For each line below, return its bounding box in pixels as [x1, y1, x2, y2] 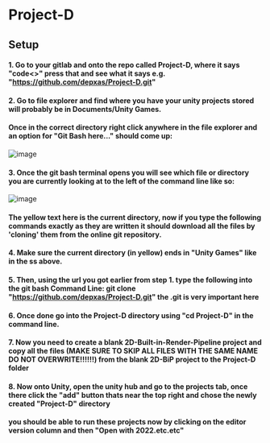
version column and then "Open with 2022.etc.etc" [8, 425, 185, 436]
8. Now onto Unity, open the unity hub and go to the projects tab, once [8, 381, 248, 391]
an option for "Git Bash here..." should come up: [8, 131, 173, 141]
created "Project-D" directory [8, 399, 110, 408]
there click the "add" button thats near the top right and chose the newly [8, 390, 257, 400]
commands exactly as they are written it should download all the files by [8, 221, 255, 230]
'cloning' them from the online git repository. [8, 230, 162, 239]
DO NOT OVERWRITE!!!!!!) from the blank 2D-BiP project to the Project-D [8, 354, 256, 364]
